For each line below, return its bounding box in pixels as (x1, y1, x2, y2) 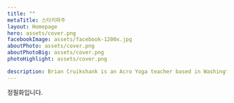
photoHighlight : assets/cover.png (7, 56, 108, 63)
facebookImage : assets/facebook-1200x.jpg (7, 36, 132, 43)
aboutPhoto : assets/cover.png (7, 42, 95, 49)
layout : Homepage (7, 23, 58, 30)
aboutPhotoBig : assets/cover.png (7, 49, 104, 56)
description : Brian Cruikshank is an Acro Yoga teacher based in (7, 68, 201, 75)
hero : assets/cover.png (7, 29, 77, 37)
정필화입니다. (7, 88, 43, 96)
